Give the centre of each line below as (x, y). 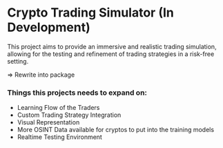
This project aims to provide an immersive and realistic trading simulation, (112, 46)
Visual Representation (48, 122)
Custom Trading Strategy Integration (69, 115)
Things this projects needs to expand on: (77, 93)
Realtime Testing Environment (59, 137)
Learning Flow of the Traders (58, 108)
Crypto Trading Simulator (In (90, 13)
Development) (49, 27)
